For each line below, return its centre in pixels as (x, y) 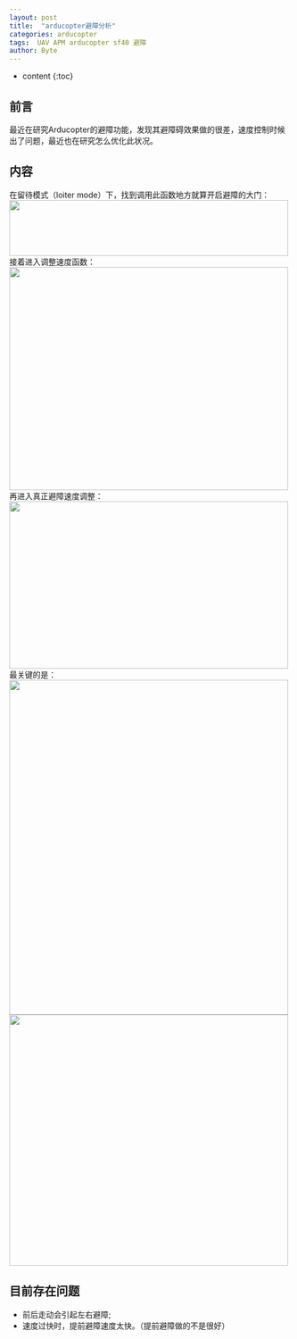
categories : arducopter (54, 34)
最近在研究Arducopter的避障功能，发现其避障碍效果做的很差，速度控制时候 (147, 129)
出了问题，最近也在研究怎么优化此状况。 (83, 140)
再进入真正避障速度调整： (56, 495)
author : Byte (33, 51)
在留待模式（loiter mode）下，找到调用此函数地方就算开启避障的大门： (140, 195)
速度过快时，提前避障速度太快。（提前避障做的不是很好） (126, 1326)
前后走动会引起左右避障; (66, 1314)
